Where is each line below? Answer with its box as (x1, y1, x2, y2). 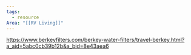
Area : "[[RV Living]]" (6, 20, 64, 26)
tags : (6, 8, 20, 15)
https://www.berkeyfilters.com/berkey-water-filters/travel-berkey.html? (6, 36, 185, 44)
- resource (12, 14, 39, 20)
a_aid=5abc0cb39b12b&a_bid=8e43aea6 (6, 42, 109, 50)
